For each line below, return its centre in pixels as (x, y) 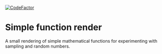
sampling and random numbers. (38, 46)
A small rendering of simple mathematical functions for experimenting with (81, 41)
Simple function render (54, 27)
